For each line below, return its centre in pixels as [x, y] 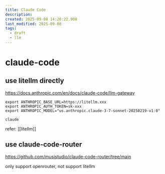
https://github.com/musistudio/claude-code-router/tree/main [68, 156]
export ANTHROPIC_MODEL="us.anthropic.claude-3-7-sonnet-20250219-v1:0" [83, 110]
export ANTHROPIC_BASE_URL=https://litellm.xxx [56, 102]
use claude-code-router [44, 145]
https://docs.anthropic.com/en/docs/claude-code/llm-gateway [70, 92]
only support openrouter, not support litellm [50, 166]
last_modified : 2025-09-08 [33, 24]
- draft [18, 33]
